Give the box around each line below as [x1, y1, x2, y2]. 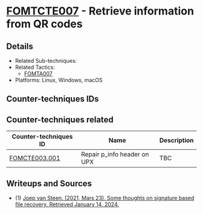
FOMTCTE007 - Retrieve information [6, 4, 195, 18]
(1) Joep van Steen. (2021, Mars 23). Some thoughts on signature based [14, 195, 195, 202]
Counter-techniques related [6, 114, 114, 125]
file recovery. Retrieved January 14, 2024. [14, 201, 120, 208]
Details [6, 41, 33, 51]
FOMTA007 [24, 70, 53, 77]
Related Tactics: [14, 63, 56, 71]
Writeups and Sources [6, 178, 92, 189]
